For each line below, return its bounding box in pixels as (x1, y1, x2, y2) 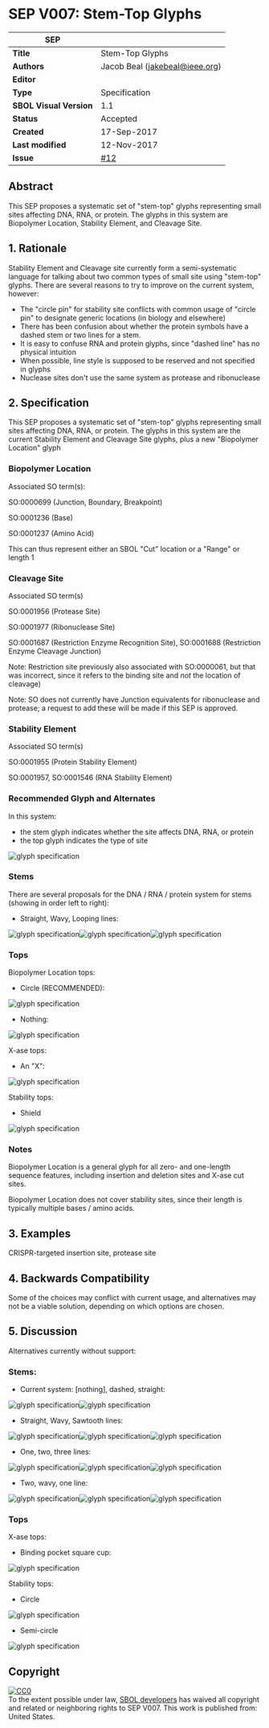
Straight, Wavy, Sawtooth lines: (19, 1415, 124, 1426)
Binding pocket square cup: (19, 1548, 112, 1557)
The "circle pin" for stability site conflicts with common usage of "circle (19, 304, 256, 314)
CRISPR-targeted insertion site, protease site (8, 1248, 157, 1258)
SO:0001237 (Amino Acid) (8, 528, 95, 538)
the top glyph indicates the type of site (19, 835, 149, 845)
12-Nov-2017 (100, 139, 158, 150)
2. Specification (8, 396, 90, 409)
